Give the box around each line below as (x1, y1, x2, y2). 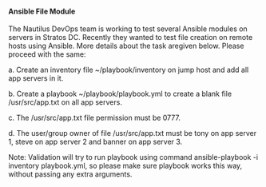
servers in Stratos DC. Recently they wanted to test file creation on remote (8, 33, 253, 42)
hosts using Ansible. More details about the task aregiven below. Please (8, 41, 244, 51)
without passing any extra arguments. (8, 169, 133, 179)
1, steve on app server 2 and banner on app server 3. (8, 137, 183, 147)
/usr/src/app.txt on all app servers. (8, 97, 122, 107)
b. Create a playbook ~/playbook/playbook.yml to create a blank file (8, 89, 232, 99)
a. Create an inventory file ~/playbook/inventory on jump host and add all (8, 65, 249, 75)
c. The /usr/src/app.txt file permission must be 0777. (8, 113, 181, 123)
